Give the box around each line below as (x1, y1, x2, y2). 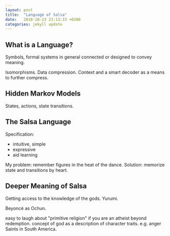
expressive (12, 146, 36, 153)
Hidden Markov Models (5, 90, 81, 98)
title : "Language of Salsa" (5, 12, 67, 17)
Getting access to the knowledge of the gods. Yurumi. (5, 195, 119, 201)
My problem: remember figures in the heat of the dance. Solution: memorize (5, 161, 165, 168)
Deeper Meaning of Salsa (5, 182, 87, 191)
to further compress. (5, 75, 49, 81)
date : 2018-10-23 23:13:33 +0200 (5, 17, 81, 22)
